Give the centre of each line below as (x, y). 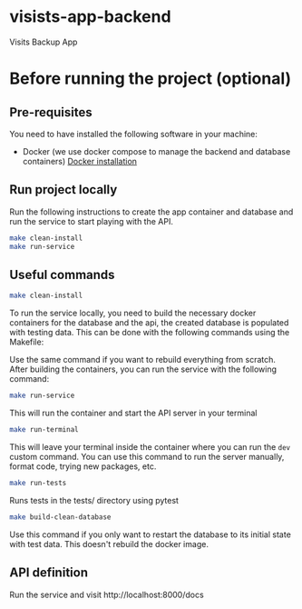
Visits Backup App (44, 42)
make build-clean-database (60, 517)
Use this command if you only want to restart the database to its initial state (151, 534)
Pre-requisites (51, 112)
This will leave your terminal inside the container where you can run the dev (150, 446)
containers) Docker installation (80, 161)
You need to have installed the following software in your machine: (134, 134)
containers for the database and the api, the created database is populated (149, 323)
